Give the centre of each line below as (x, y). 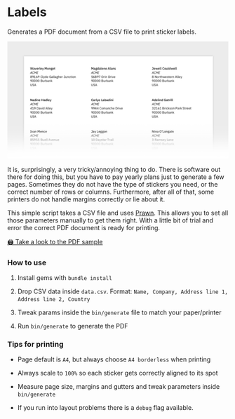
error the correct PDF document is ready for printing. (83, 227)
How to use (27, 262)
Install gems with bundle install (65, 278)
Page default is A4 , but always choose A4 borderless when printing (114, 359)
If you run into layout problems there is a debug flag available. (106, 408)
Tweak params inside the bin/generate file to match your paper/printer (119, 312)
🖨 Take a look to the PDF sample (55, 241)
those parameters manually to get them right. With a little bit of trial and (110, 220)
